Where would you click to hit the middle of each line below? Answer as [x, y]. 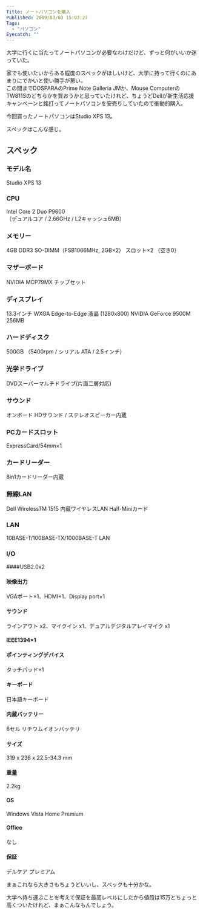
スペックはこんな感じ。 [35, 129]
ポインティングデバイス [35, 655]
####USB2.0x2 [26, 567]
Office [14, 828]
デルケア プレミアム [31, 871]
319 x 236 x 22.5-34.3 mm [39, 758]
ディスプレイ [25, 299]
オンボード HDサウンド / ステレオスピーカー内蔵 [67, 415]
